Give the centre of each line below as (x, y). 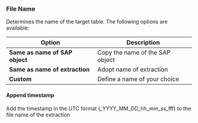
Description (143, 43)
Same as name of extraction (49, 70)
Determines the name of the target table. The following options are (87, 22)
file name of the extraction (38, 115)
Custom (20, 79)
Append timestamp (30, 95)
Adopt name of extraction (132, 70)
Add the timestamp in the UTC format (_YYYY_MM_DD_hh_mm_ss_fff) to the (99, 108)
